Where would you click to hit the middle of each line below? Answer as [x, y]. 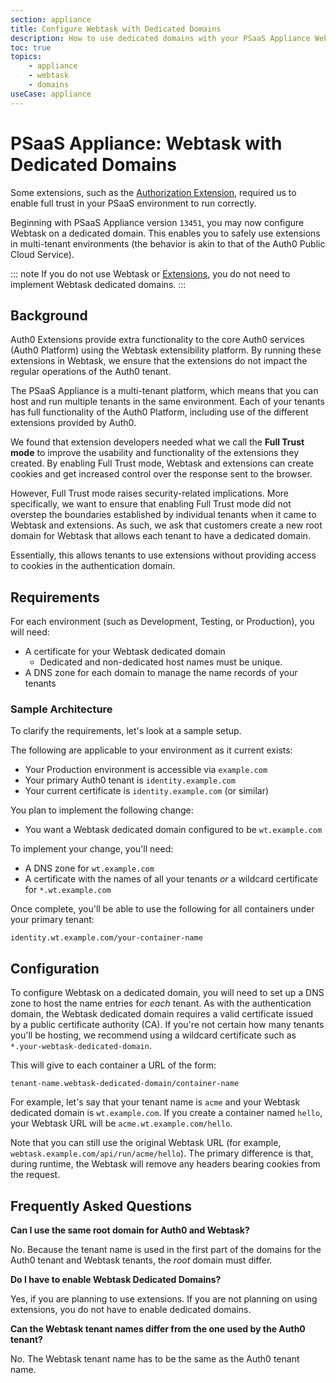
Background [49, 315]
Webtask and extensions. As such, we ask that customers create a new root [166, 525]
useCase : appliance [51, 94]
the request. [35, 1175]
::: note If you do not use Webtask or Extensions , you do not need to [150, 273]
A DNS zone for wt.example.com [89, 868]
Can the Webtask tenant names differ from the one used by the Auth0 [158, 1329]
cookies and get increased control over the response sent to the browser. [161, 474]
